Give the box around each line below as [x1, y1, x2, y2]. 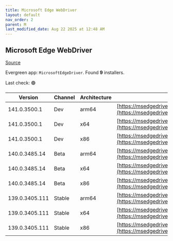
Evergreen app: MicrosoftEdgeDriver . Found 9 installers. [5, 69, 125, 75]
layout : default [5, 12, 40, 18]
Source [5, 59, 21, 65]
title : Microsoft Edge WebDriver [5, 7, 77, 13]
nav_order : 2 [5, 17, 33, 22]
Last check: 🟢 [5, 79, 36, 85]
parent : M [5, 22, 27, 27]
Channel [54, 94, 75, 101]
